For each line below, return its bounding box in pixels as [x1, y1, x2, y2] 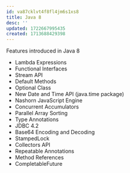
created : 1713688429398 [6, 31, 66, 37]
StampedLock [14, 135, 50, 142]
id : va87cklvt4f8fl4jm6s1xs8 [6, 8, 79, 15]
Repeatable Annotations [14, 147, 75, 155]
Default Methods [14, 78, 57, 85]
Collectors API [14, 141, 51, 149]
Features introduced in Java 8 [6, 47, 80, 54]
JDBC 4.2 [14, 122, 39, 129]
